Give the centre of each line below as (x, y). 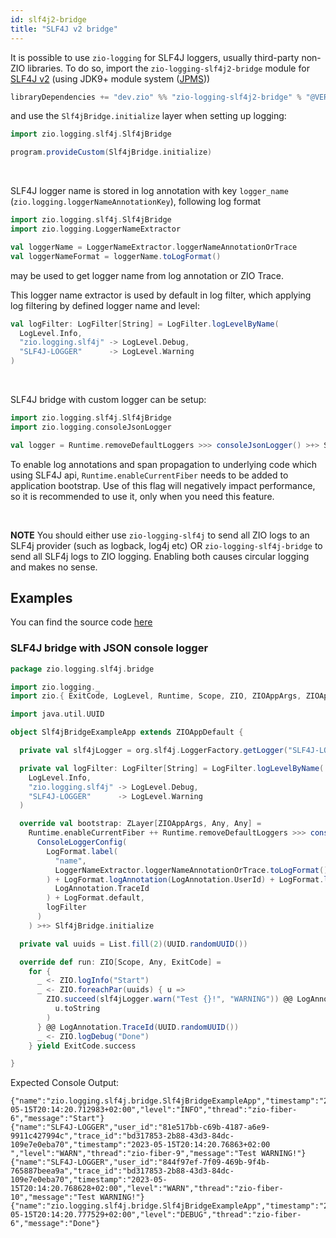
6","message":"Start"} (57, 1119)
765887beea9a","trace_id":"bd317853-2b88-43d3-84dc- (122, 1171)
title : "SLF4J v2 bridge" (64, 29)
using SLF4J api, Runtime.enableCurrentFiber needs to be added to (149, 475)
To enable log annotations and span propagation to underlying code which (164, 464)
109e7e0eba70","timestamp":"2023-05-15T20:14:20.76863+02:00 (140, 1145)
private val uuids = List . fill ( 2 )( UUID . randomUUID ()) (133, 944)
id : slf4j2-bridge (48, 19)
